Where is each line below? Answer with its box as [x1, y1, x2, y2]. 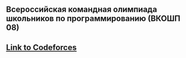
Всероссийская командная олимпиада [6, 5, 157, 14]
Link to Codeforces [6, 42, 77, 52]
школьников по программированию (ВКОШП [6, 14, 181, 24]
